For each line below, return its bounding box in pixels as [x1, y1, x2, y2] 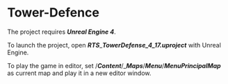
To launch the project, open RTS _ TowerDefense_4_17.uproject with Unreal [7, 41, 221, 49]
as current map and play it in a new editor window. [7, 69, 152, 77]
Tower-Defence [7, 5, 99, 21]
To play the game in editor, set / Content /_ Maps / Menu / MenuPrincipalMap [7, 61, 221, 70]
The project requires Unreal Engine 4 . [7, 28, 116, 36]
